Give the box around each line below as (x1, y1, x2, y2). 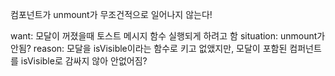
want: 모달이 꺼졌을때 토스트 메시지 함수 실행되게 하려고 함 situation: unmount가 (10, 30, 326, 42)
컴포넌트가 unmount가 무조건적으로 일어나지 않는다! (10, 9, 213, 20)
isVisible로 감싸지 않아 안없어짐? (20, 55, 148, 67)
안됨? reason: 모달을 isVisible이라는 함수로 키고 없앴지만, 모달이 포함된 (10, 43, 288, 54)
